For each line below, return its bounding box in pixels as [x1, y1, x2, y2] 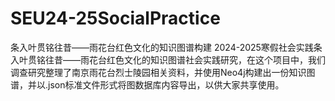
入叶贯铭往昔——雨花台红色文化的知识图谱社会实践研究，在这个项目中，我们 [10, 53, 326, 66]
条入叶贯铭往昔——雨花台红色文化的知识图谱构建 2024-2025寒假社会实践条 [10, 41, 323, 53]
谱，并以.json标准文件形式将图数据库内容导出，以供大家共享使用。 [10, 78, 285, 91]
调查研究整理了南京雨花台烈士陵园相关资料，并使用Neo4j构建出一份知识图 [10, 66, 316, 78]
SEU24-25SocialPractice [10, 7, 221, 30]
